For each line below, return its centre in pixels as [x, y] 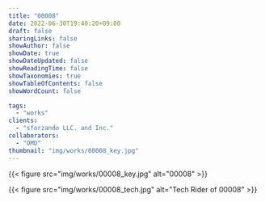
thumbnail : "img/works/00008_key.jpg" [74, 150]
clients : [23, 121]
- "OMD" [29, 143]
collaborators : [34, 136]
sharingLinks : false [43, 38]
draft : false [30, 31]
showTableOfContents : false [56, 83]
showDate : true [34, 53]
